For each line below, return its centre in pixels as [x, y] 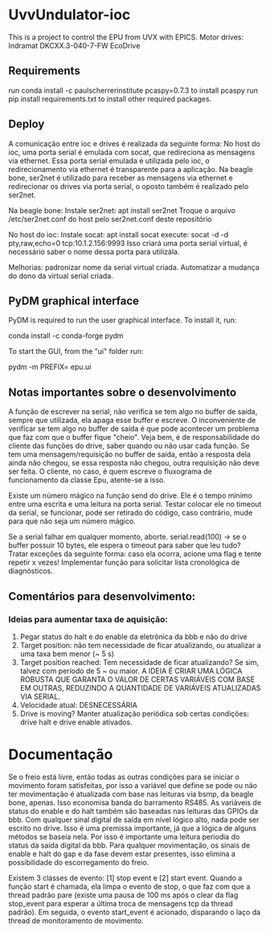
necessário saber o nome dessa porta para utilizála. [94, 252]
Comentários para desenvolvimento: [102, 596]
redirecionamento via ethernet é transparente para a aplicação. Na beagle [131, 169]
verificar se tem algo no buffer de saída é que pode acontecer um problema [134, 429]
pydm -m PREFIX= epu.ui [50, 367]
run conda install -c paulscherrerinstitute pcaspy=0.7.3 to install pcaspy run [133, 90]
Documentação [61, 755]
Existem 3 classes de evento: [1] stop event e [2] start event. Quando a [125, 877]
